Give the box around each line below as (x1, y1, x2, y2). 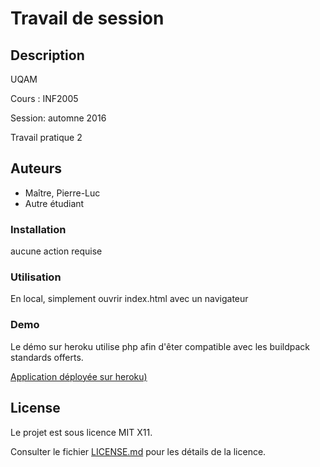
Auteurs (10, 160, 63, 177)
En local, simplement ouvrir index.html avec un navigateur (10, 293, 249, 305)
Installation (10, 222, 67, 236)
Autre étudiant (24, 197, 85, 209)
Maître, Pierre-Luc (24, 187, 101, 199)
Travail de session (10, 7, 165, 30)
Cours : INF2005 (10, 93, 79, 104)
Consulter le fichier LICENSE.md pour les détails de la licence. (10, 445, 267, 457)
